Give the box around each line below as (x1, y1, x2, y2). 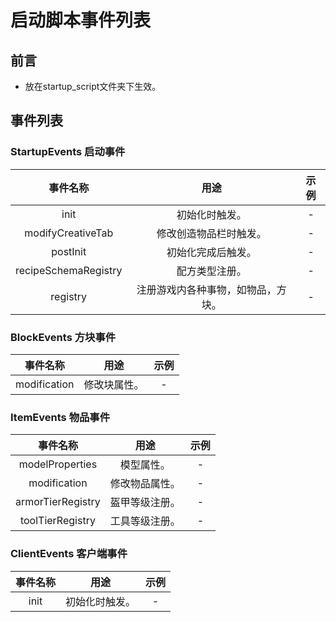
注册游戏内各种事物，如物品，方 (136, 282, 287, 296)
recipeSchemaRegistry (15, 263, 123, 277)
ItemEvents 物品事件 (10, 410, 111, 424)
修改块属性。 (83, 377, 145, 391)
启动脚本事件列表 (10, 9, 152, 32)
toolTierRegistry (19, 514, 96, 528)
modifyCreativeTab (24, 226, 114, 240)
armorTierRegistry (15, 495, 101, 509)
